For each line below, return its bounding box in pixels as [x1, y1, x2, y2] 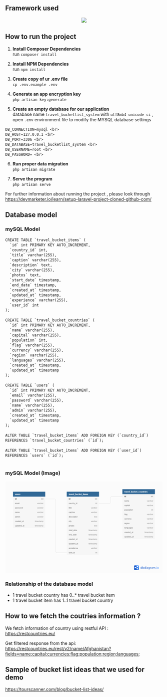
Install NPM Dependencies [12, 61, 69, 67]
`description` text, [9, 263, 52, 268]
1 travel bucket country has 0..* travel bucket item [12, 592, 115, 598]
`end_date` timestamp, [9, 283, 57, 288]
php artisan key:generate [12, 97, 66, 102]
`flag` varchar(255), [9, 343, 55, 348]
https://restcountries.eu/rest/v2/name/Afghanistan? [5, 645, 111, 651]
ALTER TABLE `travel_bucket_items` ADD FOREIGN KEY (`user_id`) [5, 448, 142, 453]
